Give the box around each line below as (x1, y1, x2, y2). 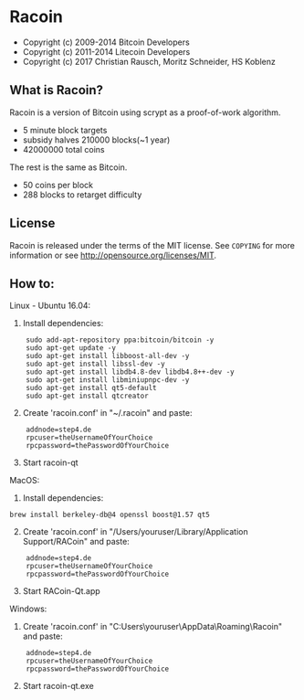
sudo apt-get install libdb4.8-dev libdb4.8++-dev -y (26, 367, 235, 377)
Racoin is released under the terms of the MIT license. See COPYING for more (9, 239, 295, 250)
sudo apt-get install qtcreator (26, 391, 149, 401)
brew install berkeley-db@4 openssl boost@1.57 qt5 (9, 510, 210, 520)
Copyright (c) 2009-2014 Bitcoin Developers (22, 37, 190, 48)
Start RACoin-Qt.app (22, 586, 100, 597)
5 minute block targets (22, 124, 108, 135)
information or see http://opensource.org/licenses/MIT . (9, 249, 217, 260)
